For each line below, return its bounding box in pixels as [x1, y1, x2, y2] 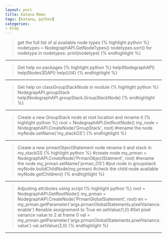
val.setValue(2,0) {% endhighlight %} [32, 223, 109, 229]
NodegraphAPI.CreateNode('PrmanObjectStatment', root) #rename [17, 155, 155, 161]
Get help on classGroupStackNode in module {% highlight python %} [17, 84, 159, 90]
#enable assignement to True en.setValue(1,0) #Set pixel [35, 207, 151, 213]
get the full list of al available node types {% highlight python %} [17, 39, 150, 45]
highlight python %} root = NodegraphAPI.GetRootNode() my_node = [17, 120, 159, 126]
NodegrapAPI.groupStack [17, 89, 70, 95]
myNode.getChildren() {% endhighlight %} [17, 171, 105, 177]
